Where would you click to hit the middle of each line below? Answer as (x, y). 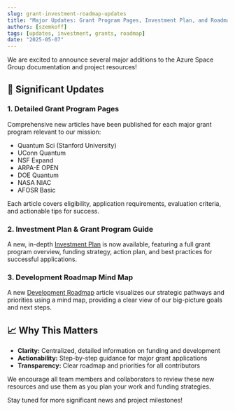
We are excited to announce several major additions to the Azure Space (111, 60)
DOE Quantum (38, 175)
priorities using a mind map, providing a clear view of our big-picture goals (115, 300)
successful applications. (42, 259)
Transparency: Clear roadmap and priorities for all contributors (109, 365)
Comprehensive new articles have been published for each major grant (109, 124)
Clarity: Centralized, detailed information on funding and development (119, 351)
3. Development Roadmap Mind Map (70, 277)
